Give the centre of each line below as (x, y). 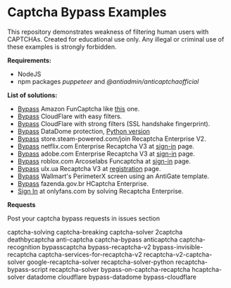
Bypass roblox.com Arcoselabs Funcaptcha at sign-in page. (104, 161)
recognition (24, 246)
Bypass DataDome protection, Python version (83, 131)
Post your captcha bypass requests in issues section (84, 218)
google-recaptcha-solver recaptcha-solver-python (100, 262)
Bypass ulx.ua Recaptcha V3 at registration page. (89, 168)
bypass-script (27, 269)
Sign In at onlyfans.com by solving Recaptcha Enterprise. (100, 191)
